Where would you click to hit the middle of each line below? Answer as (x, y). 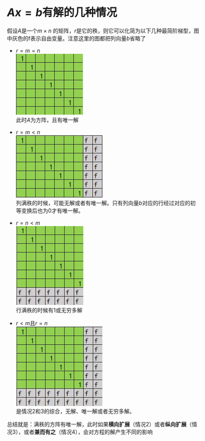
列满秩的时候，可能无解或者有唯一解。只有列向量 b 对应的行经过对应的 (103, 203)
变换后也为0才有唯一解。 (52, 210)
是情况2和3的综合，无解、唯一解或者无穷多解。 (75, 411)
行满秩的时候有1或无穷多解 (49, 310)
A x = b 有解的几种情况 (62, 13)
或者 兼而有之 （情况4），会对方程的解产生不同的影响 (88, 432)
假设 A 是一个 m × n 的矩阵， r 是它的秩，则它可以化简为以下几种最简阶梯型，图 (103, 31)
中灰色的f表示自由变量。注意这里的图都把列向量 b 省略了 (76, 38)
